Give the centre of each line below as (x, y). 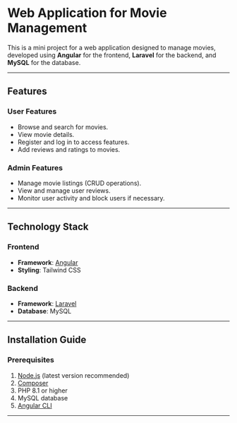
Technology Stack (48, 227)
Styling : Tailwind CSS (49, 270)
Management (47, 28)
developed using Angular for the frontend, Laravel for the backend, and (112, 55)
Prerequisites (31, 360)
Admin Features (35, 167)
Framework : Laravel (47, 303)
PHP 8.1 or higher (43, 391)
